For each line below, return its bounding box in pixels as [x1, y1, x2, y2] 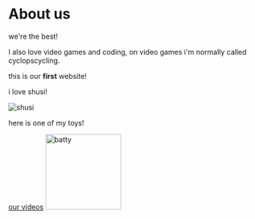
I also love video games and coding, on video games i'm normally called [8, 47, 247, 56]
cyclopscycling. [8, 56, 60, 65]
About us [8, 5, 71, 23]
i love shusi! [8, 86, 48, 97]
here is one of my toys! [8, 118, 84, 127]
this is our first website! [8, 71, 87, 81]
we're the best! [8, 31, 59, 41]
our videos [8, 202, 44, 212]
